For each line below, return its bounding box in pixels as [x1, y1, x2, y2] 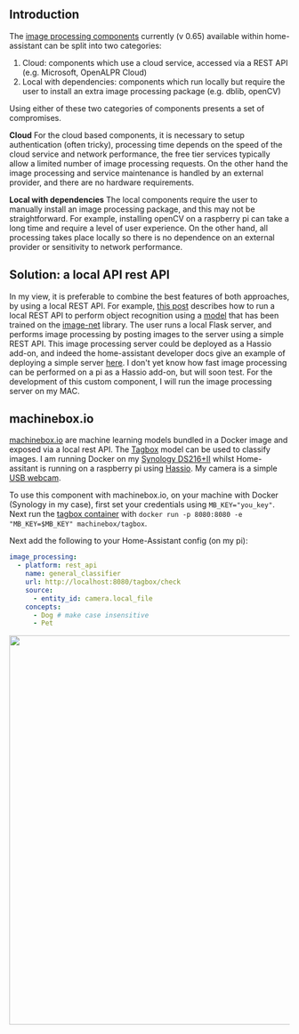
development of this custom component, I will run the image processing [9, 376, 272, 386]
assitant [9, 463, 38, 474]
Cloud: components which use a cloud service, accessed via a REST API [21, 57, 288, 68]
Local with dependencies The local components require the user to [9, 194, 258, 205]
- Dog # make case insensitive [32, 610, 149, 619]
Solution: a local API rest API [9, 267, 171, 283]
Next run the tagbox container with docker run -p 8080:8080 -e [9, 509, 243, 520]
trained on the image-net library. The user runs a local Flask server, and [9, 319, 272, 330]
